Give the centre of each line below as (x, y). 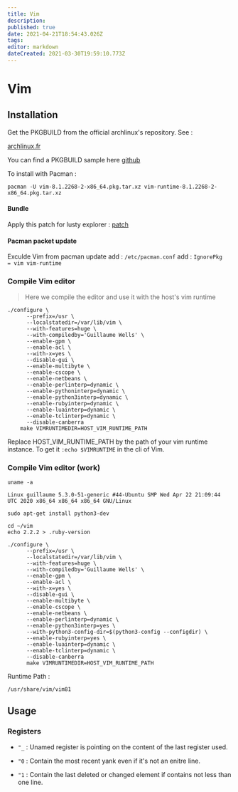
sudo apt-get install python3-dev (59, 514)
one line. (30, 782)
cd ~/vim (20, 526)
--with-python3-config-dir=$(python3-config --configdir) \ (117, 632)
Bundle (18, 209)
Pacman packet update (42, 241)
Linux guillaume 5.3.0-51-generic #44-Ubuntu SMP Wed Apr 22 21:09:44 (114, 495)
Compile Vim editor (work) (54, 467)
